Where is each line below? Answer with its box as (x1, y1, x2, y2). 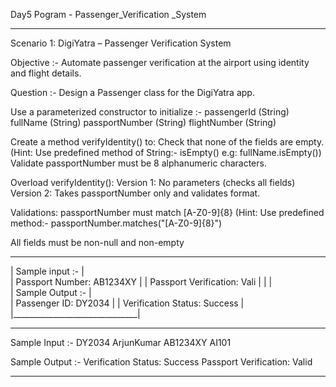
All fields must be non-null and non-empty (10, 237, 185, 248)
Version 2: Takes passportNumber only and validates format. (10, 187, 261, 199)
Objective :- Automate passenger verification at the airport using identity (10, 57, 310, 68)
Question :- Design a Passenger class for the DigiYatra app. (10, 87, 255, 98)
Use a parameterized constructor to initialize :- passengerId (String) (10, 106, 290, 118)
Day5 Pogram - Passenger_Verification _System (10, 9, 207, 20)
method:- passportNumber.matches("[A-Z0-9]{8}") (10, 217, 223, 229)
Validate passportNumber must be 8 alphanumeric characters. (10, 157, 267, 169)
